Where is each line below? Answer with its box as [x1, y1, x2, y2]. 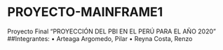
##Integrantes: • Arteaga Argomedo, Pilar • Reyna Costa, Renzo [7, 34, 193, 42]
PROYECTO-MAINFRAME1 [7, 4, 163, 20]
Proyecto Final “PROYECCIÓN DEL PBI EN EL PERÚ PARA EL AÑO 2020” [7, 27, 216, 35]
